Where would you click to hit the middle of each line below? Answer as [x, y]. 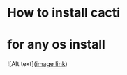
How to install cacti [64, 13]
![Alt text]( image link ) [37, 64]
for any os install [57, 45]
